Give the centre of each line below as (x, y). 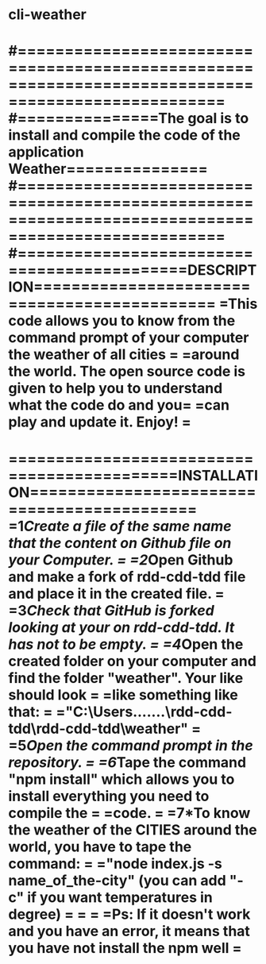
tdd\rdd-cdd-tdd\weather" (98, 729)
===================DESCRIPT (133, 270)
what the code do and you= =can (119, 405)
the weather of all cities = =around (124, 355)
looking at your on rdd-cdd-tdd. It (121, 627)
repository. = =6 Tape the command (127, 762)
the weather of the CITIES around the (133, 829)
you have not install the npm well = (125, 948)
